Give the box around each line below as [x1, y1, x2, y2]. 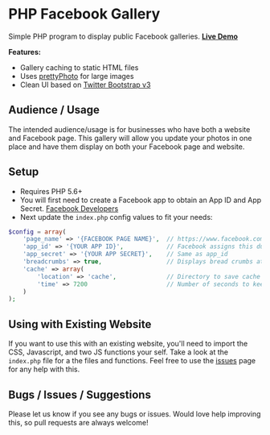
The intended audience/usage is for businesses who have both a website [8, 124, 251, 134]
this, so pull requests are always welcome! [8, 417, 149, 427]
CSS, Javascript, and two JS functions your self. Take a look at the [8, 347, 229, 357]
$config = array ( [8, 227, 67, 236]
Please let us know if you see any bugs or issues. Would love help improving [8, 408, 261, 419]
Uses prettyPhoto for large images [19, 71, 134, 81]
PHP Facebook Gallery [8, 5, 161, 23]
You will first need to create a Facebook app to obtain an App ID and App [19, 195, 262, 205]
